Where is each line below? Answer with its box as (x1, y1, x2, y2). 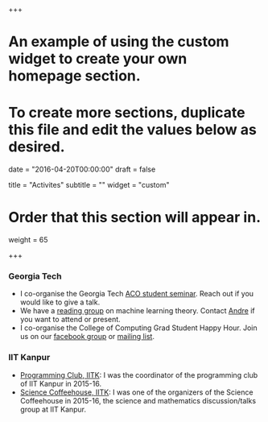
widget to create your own (8, 50, 188, 68)
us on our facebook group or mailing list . (19, 332, 155, 341)
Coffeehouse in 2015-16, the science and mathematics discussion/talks (19, 395, 256, 405)
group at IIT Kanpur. (19, 404, 87, 414)
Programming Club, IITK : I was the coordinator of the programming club (19, 370, 258, 379)
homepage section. (8, 67, 141, 85)
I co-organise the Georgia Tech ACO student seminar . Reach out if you (19, 289, 254, 299)
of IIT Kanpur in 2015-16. (19, 379, 102, 388)
